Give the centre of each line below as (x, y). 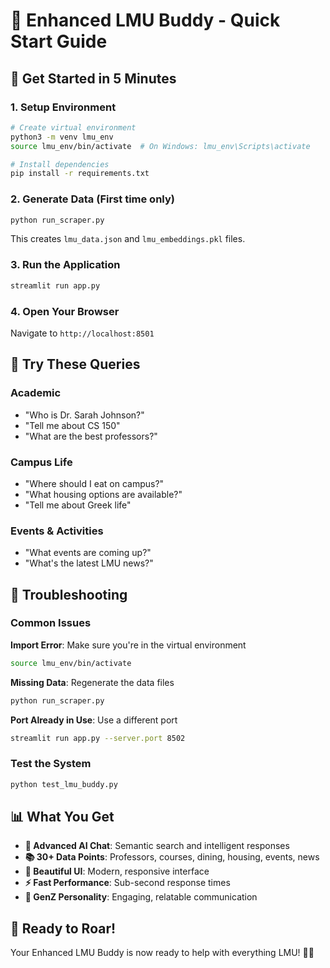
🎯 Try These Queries (75, 364)
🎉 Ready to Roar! (63, 928)
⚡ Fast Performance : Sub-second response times (127, 883)
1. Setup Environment (63, 107)
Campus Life (41, 462)
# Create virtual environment (73, 127)
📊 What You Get (62, 817)
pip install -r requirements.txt (80, 174)
